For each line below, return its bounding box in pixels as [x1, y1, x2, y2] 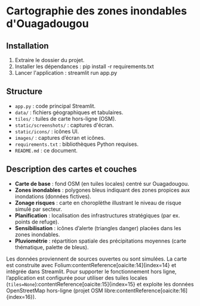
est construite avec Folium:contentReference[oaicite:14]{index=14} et [6, 261, 177, 268]
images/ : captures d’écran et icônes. [14, 134, 106, 141]
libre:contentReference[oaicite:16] [104, 287, 188, 294]
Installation [6, 41, 49, 51]
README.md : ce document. [14, 146, 78, 154]
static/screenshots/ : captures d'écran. [14, 121, 114, 128]
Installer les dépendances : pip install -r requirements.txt [14, 63, 154, 70]
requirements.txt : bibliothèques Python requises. [14, 140, 139, 148]
